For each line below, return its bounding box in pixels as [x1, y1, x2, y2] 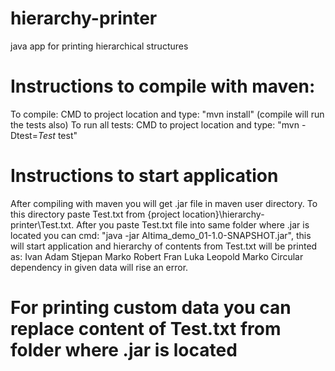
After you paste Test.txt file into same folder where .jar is [76, 218, 310, 231]
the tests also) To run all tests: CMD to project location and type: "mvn [10, 118, 300, 131]
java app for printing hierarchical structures [10, 40, 189, 52]
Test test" [37, 129, 78, 141]
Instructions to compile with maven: [10, 75, 316, 98]
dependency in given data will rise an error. [10, 261, 189, 273]
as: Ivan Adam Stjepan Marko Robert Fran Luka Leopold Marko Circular [10, 250, 304, 262]
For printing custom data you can [10, 297, 292, 319]
